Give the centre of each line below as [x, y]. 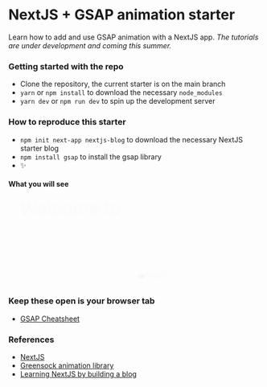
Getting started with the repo [66, 66]
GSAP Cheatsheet [50, 319]
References [31, 340]
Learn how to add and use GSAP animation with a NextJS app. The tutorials [133, 37]
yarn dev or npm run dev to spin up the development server [117, 101]
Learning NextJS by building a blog [78, 374]
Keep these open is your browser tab [82, 301]
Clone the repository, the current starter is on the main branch [123, 84]
